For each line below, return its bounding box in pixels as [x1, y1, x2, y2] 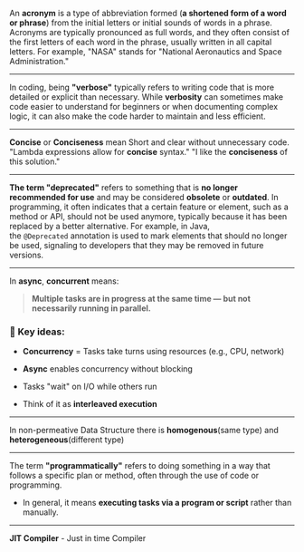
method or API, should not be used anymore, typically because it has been [9, 211, 288, 221]
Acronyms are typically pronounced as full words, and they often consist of [9, 27, 290, 37]
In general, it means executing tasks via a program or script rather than [22, 498, 292, 508]
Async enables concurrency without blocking [22, 363, 193, 374]
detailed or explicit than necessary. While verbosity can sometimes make [9, 92, 283, 102]
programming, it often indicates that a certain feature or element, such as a [9, 201, 290, 212]
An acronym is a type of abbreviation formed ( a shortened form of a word [9, 8, 287, 18]
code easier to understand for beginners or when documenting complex [9, 102, 279, 111]
